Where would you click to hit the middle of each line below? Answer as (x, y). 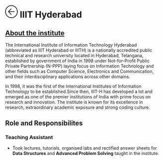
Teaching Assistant (29, 137)
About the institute (35, 33)
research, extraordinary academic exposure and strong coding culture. (78, 107)
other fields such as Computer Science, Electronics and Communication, (80, 72)
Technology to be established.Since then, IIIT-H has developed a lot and (79, 91)
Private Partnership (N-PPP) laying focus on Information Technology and (80, 66)
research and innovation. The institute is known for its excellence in (74, 102)
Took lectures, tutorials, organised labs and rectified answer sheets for (85, 148)
